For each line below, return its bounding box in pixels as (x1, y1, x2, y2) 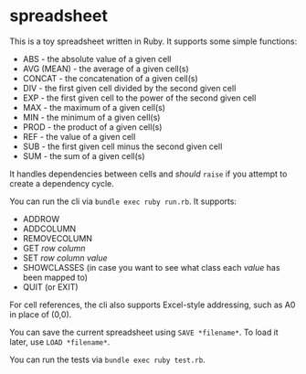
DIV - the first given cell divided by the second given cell (22, 82, 237, 93)
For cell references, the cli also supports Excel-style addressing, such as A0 (9, 299, 296, 310)
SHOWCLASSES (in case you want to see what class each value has (22, 262, 280, 272)
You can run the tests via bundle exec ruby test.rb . (9, 354, 206, 365)
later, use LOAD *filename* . (9, 336, 111, 347)
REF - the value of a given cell (22, 131, 136, 142)
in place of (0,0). (9, 308, 72, 320)
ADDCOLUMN (22, 223, 77, 234)
